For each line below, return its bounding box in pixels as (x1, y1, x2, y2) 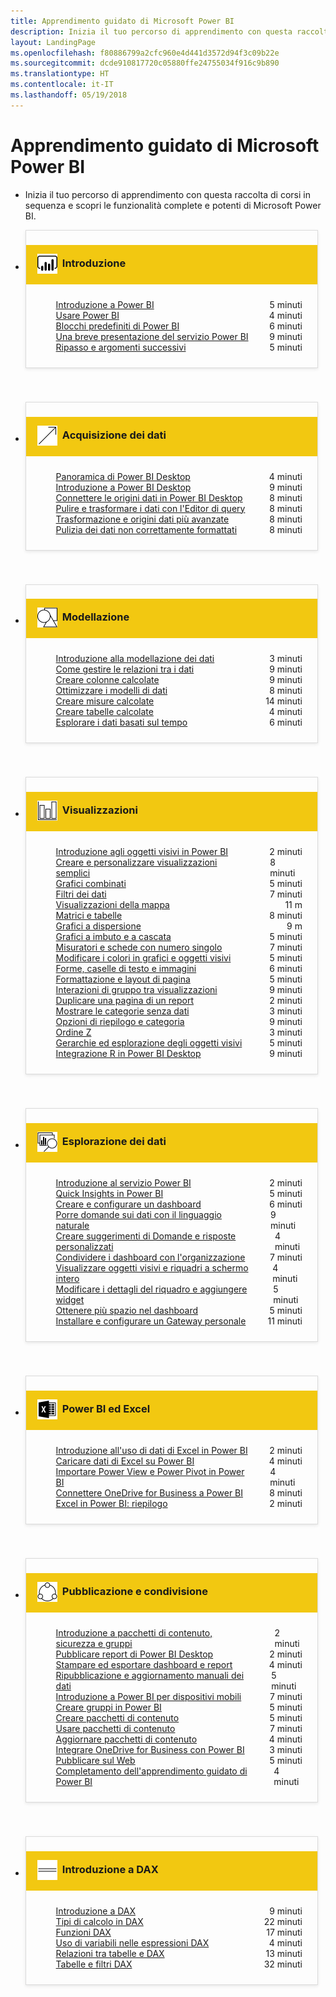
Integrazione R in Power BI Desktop (55, 1048, 202, 1060)
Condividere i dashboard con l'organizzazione (55, 1251, 246, 1264)
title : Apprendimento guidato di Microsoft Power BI (10, 16, 235, 26)
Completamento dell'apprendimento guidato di (55, 1765, 248, 1777)
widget (55, 1294, 85, 1306)
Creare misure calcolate (55, 695, 155, 707)
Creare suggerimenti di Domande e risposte (55, 1230, 237, 1242)
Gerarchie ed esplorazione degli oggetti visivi (55, 1037, 243, 1049)
